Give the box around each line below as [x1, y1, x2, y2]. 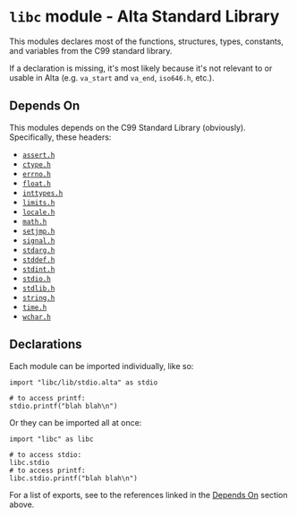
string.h [21, 293, 55, 302]
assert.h [21, 151, 55, 159]
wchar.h [21, 312, 51, 322]
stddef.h [21, 255, 55, 264]
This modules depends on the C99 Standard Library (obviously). [9, 122, 246, 133]
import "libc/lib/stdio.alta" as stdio [9, 378, 158, 387]
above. [9, 499, 35, 510]
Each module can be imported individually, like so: [9, 360, 194, 371]
